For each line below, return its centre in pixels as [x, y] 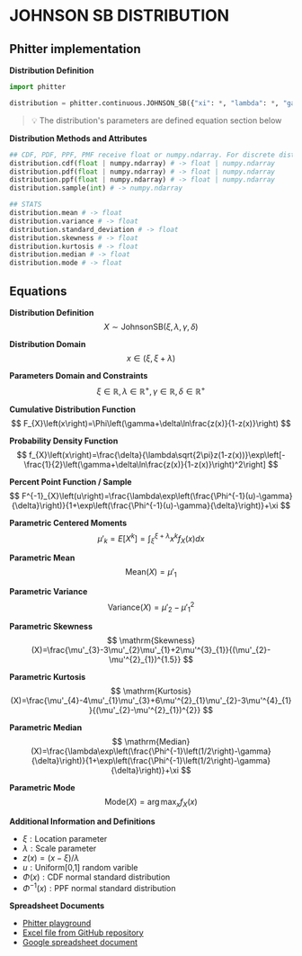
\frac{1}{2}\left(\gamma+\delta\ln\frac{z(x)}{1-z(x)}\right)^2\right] [145, 464]
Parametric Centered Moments [68, 523]
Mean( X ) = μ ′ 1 [151, 573]
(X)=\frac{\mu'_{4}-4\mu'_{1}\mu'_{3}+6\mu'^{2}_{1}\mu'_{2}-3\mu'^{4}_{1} [151, 701]
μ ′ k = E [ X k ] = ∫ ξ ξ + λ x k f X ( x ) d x [151, 539]
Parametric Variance [49, 591]
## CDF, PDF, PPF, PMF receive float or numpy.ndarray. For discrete [142, 155]
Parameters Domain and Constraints [79, 375]
